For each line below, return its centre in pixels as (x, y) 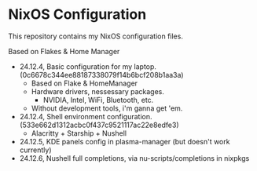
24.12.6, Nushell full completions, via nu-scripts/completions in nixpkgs (134, 158)
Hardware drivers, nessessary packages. (98, 91)
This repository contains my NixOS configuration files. (95, 36)
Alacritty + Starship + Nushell (79, 133)
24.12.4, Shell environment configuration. (86, 116)
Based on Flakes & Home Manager (64, 51)
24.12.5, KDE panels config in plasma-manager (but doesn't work (125, 141)
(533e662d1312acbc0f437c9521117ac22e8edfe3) (99, 125)
